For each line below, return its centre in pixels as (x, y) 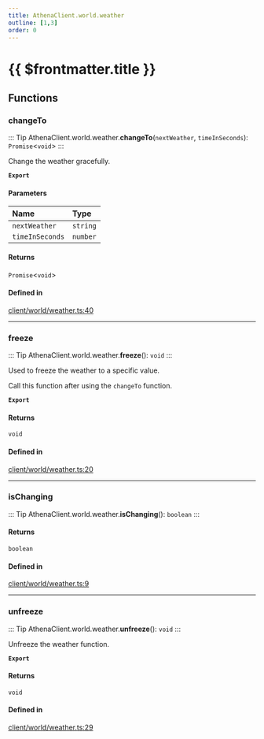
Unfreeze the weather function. (59, 644)
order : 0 (22, 30)
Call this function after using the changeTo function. (90, 386)
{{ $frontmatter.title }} (82, 69)
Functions (33, 98)
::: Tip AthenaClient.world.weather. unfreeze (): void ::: (95, 629)
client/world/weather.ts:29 (51, 727)
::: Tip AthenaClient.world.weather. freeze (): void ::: (90, 355)
